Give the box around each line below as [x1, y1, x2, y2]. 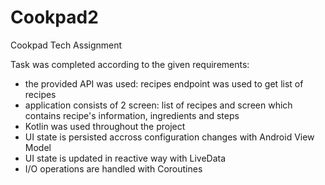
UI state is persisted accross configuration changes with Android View [24, 131, 315, 143]
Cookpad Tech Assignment [10, 39, 123, 51]
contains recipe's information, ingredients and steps [24, 109, 240, 121]
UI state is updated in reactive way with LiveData [24, 152, 227, 164]
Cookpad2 [10, 6, 99, 29]
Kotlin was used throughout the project [24, 120, 186, 132]
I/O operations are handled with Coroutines [24, 162, 203, 175]
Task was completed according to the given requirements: [10, 58, 250, 70]
